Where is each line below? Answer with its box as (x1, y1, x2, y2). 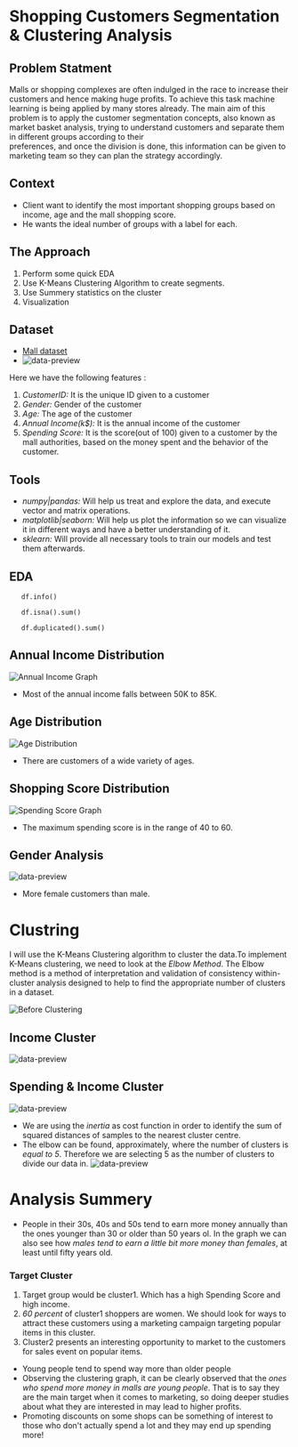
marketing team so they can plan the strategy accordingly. (9, 150, 223, 161)
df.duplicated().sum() (20, 624, 105, 633)
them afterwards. (21, 543, 85, 554)
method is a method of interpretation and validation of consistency (9, 968, 254, 979)
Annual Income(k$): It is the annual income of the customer (21, 418, 240, 429)
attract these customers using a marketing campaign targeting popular (21, 1318, 282, 1329)
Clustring (9, 919, 80, 940)
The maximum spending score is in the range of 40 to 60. (21, 821, 233, 833)
